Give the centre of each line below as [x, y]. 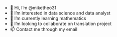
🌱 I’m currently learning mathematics [48, 18]
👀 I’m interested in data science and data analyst [60, 13]
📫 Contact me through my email [44, 29]
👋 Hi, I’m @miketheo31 [33, 8]
